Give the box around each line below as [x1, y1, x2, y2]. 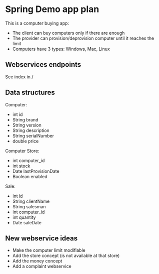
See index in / [5, 74, 33, 80]
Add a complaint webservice [12, 263, 71, 269]
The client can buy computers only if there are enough [12, 30, 125, 36]
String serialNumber [12, 132, 54, 139]
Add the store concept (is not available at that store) [12, 252, 120, 259]
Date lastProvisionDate [12, 168, 59, 174]
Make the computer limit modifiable [12, 247, 86, 253]
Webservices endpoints [5, 60, 81, 69]
